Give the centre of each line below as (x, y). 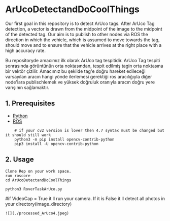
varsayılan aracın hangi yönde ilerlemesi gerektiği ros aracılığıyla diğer (79, 76)
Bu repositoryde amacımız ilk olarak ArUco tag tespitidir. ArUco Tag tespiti (83, 60)
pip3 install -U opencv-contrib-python (57, 144)
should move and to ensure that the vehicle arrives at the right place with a (83, 45)
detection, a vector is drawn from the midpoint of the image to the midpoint (84, 29)
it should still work (28, 135)
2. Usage (20, 160)
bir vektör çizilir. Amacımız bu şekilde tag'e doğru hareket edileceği (75, 71)
